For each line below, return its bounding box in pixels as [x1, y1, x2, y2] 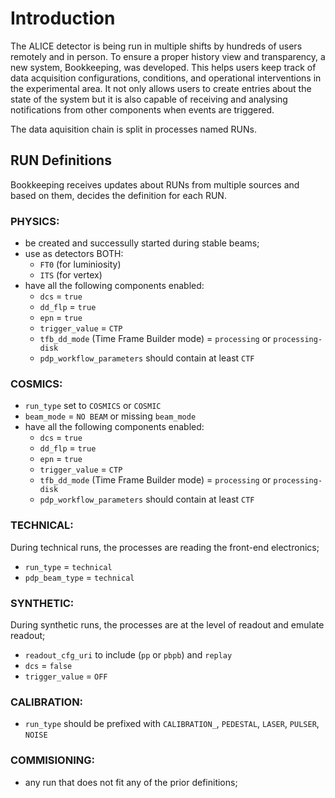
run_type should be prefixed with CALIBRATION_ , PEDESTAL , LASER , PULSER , [24, 718, 320, 730]
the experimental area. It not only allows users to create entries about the [10, 82, 312, 94]
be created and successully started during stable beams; [24, 237, 260, 249]
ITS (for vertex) [39, 269, 103, 281]
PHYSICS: [10, 214, 60, 228]
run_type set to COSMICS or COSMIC [24, 400, 162, 412]
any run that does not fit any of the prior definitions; [24, 776, 238, 788]
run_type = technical [24, 560, 113, 572]
